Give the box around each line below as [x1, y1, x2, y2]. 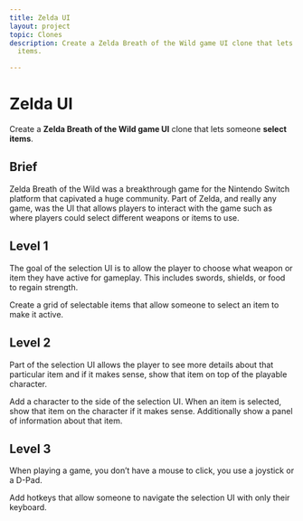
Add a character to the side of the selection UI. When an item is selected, [9, 395, 282, 407]
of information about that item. [9, 415, 123, 426]
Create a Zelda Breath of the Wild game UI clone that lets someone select [9, 124, 288, 135]
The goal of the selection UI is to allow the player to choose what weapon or [9, 262, 293, 273]
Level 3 [9, 440, 52, 457]
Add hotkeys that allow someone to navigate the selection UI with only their [9, 492, 290, 503]
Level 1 [9, 239, 49, 254]
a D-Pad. [9, 475, 43, 486]
